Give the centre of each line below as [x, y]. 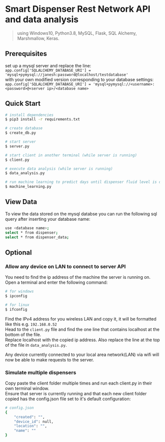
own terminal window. [27, 388]
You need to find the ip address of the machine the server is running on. [78, 277]
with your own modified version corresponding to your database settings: [79, 79]
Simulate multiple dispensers [41, 372]
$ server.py [17, 146]
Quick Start [23, 103]
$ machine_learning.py [28, 187]
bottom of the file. [23, 334]
